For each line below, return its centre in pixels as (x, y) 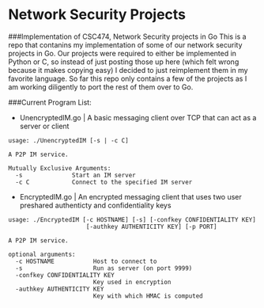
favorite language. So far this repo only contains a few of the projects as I (128, 78)
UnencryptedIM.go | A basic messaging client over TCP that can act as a (138, 117)
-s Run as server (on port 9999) (104, 268)
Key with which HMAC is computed (148, 296)
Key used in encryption (132, 282)
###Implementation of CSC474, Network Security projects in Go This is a (127, 36)
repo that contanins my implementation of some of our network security (125, 44)
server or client (44, 126)
